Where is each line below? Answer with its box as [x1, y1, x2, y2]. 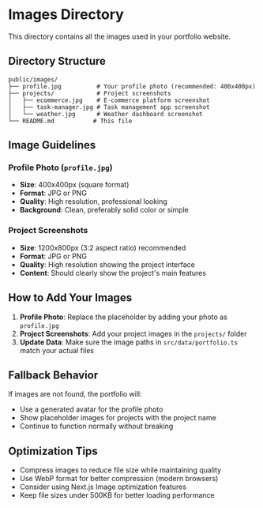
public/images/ [8, 75, 58, 84]
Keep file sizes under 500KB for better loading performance [19, 491, 215, 500]
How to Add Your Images [8, 291, 133, 305]
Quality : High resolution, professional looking [19, 197, 167, 206]
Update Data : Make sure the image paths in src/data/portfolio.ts [19, 337, 239, 347]
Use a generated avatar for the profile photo [19, 405, 163, 414]
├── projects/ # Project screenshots [8, 89, 171, 97]
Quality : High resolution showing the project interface [19, 259, 195, 269]
